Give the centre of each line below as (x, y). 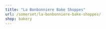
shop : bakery (19, 19)
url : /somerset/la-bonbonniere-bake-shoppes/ (53, 14)
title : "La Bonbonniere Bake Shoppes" (45, 10)
